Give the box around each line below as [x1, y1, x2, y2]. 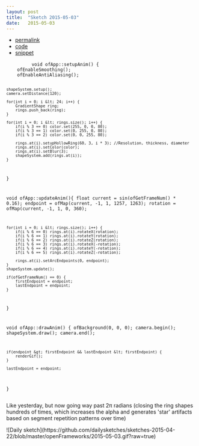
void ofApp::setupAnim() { [31, 61, 99, 68]
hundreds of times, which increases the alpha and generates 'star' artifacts [6, 408, 192, 415]
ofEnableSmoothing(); [17, 67, 71, 73]
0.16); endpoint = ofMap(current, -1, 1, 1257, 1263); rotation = [6, 200, 176, 206]
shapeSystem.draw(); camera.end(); [6, 330, 96, 337]
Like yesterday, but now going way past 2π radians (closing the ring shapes [6, 402, 194, 409]
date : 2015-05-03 [6, 20, 55, 26]
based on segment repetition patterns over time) [6, 414, 126, 421]
